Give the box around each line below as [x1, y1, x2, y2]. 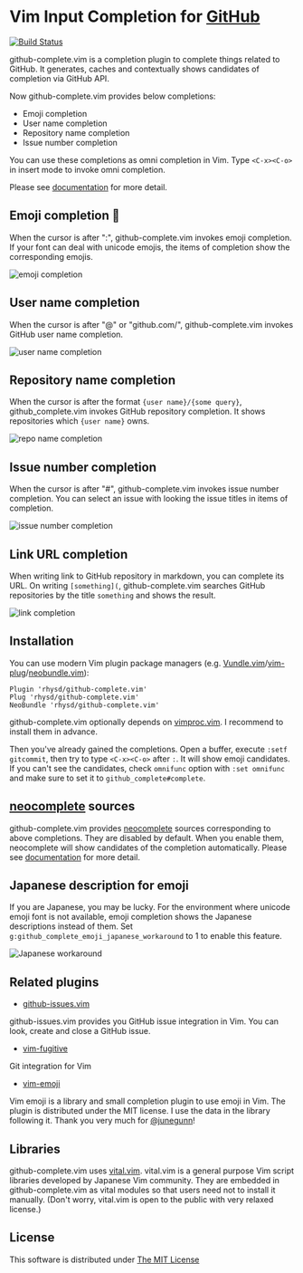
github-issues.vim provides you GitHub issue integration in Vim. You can [9, 1016, 279, 1027]
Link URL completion [9, 546, 128, 562]
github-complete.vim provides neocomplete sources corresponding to [9, 822, 271, 834]
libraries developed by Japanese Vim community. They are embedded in [9, 1175, 280, 1186]
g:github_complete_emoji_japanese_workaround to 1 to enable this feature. [9, 931, 282, 942]
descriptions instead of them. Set [9, 921, 134, 932]
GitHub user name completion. [9, 329, 124, 340]
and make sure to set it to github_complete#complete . [9, 772, 206, 783]
